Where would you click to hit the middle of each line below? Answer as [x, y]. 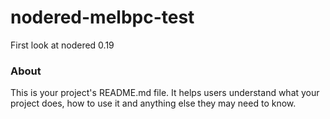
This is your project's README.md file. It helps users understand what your [165, 93]
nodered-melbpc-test [102, 17]
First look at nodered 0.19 [62, 45]
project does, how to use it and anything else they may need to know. [153, 103]
